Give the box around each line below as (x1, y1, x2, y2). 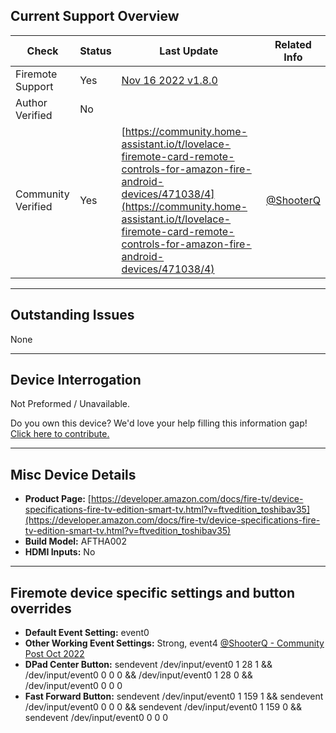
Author (15, 95, 48, 109)
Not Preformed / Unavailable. (10, 398, 130, 410)
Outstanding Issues (10, 307, 135, 324)
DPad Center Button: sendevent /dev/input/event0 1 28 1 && (24, 659, 273, 671)
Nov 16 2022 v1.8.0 (121, 73, 218, 87)
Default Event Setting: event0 (24, 627, 150, 639)
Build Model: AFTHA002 (24, 535, 127, 548)
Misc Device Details (10, 466, 137, 483)
